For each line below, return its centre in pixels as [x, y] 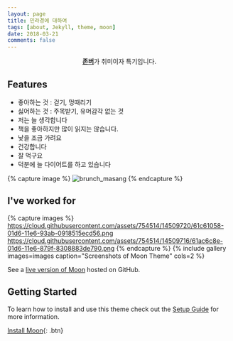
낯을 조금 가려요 [39, 137]
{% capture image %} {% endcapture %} [95, 178]
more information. [33, 316]
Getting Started [42, 292]
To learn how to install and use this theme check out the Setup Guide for [113, 309]
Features [27, 84]
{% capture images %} [41, 218]
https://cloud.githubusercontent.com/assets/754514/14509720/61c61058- [116, 225]
